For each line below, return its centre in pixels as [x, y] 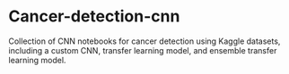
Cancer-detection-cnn [94, 16]
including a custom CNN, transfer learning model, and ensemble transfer [143, 50]
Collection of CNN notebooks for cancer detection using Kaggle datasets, [144, 41]
